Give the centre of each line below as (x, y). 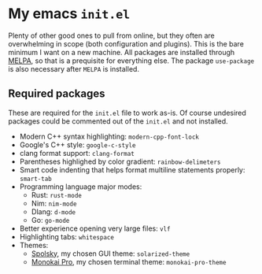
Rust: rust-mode (57, 194)
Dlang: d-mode (54, 211)
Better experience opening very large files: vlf (95, 228)
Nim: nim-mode (54, 203)
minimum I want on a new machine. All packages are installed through (122, 52)
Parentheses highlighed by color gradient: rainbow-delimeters (120, 161)
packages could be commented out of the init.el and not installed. (118, 121)
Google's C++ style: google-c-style (77, 144)
